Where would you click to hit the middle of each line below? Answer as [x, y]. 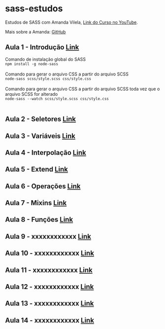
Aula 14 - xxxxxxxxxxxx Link [50, 320]
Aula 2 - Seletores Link [41, 119]
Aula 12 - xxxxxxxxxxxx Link [49, 287]
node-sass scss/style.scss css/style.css [48, 79]
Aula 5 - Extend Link [36, 169]
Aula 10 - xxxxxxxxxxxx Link [50, 253]
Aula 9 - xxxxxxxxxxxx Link [48, 237]
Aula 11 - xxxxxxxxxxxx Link [49, 270]
